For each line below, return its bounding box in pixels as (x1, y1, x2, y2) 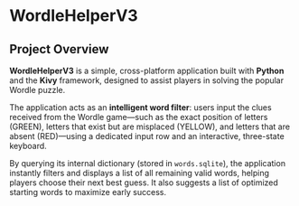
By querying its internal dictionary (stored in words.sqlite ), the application (9, 158, 286, 168)
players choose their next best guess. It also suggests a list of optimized (9, 177, 278, 188)
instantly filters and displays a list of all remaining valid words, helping (9, 168, 269, 178)
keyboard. (9, 141, 47, 151)
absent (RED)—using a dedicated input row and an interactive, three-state (9, 131, 285, 141)
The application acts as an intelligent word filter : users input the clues (9, 102, 273, 113)
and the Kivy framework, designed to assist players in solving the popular (9, 75, 285, 86)
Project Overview (9, 42, 109, 57)
